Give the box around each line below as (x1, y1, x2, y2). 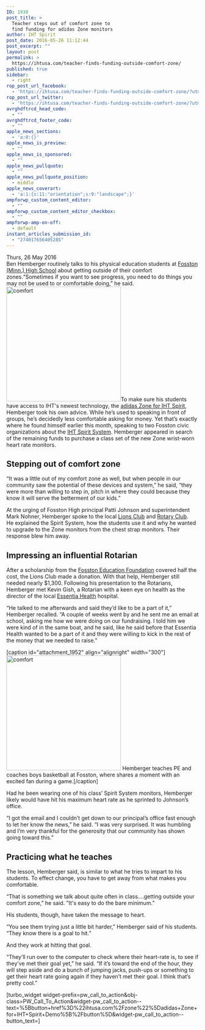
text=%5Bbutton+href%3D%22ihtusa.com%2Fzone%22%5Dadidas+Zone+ (6, 1004, 198, 1012)
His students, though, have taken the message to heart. (6, 911, 146, 919)
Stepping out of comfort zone (6, 459, 121, 469)
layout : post (6, 49, 40, 55)
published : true (6, 66, 48, 72)
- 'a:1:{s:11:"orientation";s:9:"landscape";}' (12, 191, 135, 197)
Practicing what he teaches (6, 852, 113, 862)
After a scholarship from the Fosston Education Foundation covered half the (6, 566, 197, 574)
